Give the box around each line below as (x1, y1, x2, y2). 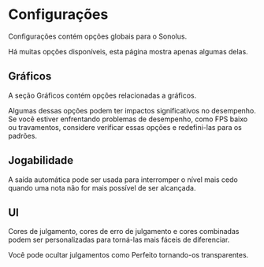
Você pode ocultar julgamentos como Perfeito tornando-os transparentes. (8, 250, 249, 260)
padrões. (8, 131, 38, 140)
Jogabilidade (8, 154, 74, 167)
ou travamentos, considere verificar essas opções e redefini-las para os (8, 122, 243, 132)
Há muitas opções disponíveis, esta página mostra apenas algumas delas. (8, 46, 248, 56)
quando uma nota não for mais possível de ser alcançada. (8, 183, 196, 192)
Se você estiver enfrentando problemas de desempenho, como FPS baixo (8, 114, 248, 124)
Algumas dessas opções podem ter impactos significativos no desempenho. (8, 106, 256, 115)
